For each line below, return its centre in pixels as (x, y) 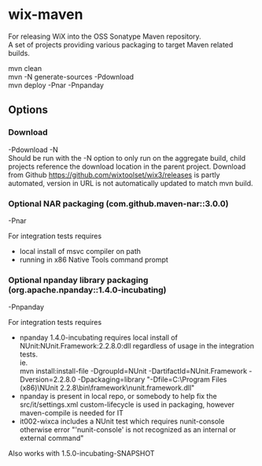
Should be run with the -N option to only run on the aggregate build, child (127, 158)
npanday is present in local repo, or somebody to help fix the (118, 397)
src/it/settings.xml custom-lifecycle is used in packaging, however (127, 404)
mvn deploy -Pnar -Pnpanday (56, 85)
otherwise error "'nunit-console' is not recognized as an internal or (127, 430)
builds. (19, 53)
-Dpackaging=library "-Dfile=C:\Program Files (152, 379)
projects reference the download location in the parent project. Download (127, 166)
